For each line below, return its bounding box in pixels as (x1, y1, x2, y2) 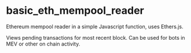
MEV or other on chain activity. (6, 40, 81, 47)
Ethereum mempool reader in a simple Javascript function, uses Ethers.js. (6, 23, 184, 30)
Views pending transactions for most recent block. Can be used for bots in (6, 34, 185, 41)
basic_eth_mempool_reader (6, 4, 144, 17)
